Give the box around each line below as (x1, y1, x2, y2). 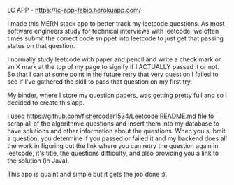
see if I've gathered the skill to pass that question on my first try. (7, 77, 192, 86)
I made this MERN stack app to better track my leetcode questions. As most (7, 20, 225, 27)
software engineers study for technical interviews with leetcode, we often (7, 27, 219, 35)
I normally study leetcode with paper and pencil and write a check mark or (7, 55, 221, 64)
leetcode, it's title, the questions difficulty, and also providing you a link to (7, 149, 219, 157)
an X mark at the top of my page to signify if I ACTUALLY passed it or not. (7, 63, 219, 71)
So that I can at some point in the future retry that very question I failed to (7, 70, 219, 78)
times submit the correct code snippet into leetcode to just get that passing (7, 34, 224, 43)
